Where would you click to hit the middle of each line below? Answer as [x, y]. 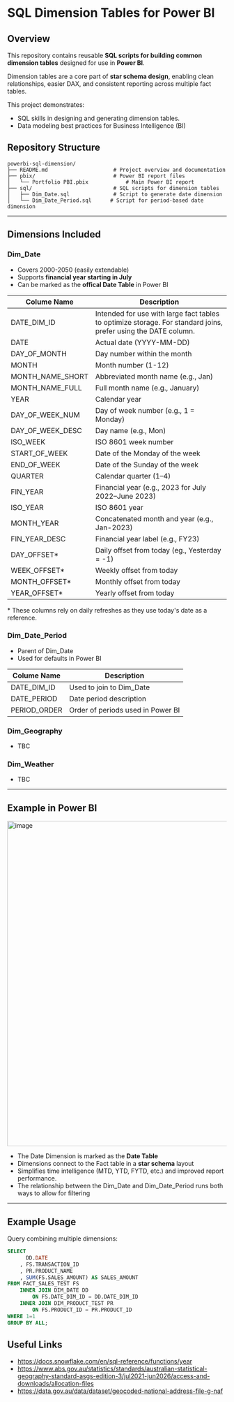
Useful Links [35, 1344]
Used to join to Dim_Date [110, 687]
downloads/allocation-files [55, 1384]
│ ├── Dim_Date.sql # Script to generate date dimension [115, 194]
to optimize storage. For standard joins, [159, 322]
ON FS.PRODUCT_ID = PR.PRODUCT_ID [82, 1310]
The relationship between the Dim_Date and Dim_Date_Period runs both [120, 1186]
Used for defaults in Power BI [59, 658]
